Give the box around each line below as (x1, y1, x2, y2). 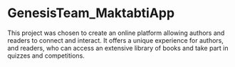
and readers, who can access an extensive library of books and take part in (7, 43, 229, 52)
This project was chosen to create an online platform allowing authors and (7, 29, 225, 37)
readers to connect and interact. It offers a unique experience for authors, (7, 36, 224, 44)
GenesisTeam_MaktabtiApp (7, 5, 175, 21)
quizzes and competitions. (7, 51, 85, 60)
